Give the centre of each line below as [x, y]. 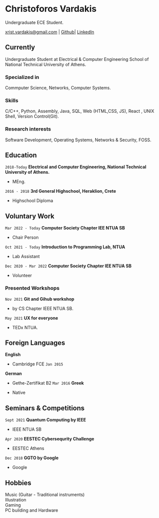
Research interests [28, 129]
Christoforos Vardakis [51, 9]
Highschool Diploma [33, 201]
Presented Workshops [32, 288]
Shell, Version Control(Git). [32, 116]
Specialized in [22, 77]
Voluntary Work [30, 216]
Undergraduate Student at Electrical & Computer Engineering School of [77, 59]
